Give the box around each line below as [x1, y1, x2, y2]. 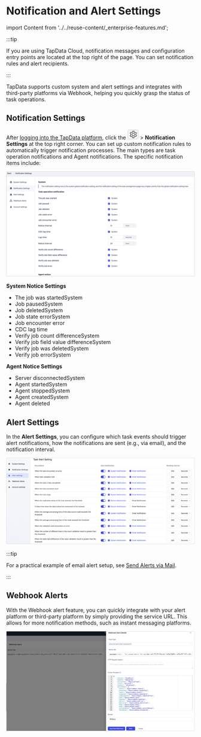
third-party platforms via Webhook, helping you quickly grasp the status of [6, 89, 190, 96]
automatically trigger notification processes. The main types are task [6, 147, 176, 154]
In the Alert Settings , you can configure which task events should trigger [6, 433, 187, 440]
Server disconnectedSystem [14, 374, 86, 382]
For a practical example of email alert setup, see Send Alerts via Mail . [6, 561, 177, 569]
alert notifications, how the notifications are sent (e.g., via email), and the [6, 440, 187, 447]
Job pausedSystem [14, 300, 63, 307]
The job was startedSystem [14, 294, 83, 301]
